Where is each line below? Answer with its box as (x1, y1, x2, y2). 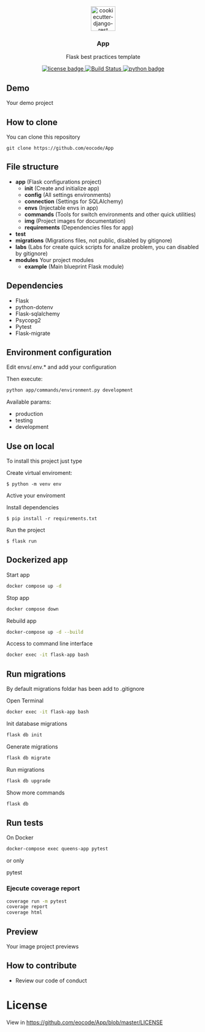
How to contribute (6, 960, 77, 971)
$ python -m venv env (6, 481, 62, 487)
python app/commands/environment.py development (6, 387, 133, 393)
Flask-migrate (15, 329, 51, 337)
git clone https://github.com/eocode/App (6, 145, 114, 151)
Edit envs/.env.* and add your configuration (6, 363, 117, 371)
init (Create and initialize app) (24, 184, 99, 192)
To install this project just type (6, 457, 83, 465)
